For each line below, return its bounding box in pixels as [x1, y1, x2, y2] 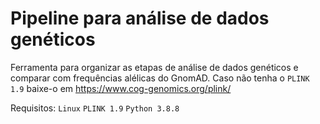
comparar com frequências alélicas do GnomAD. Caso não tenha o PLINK [10, 72, 310, 84]
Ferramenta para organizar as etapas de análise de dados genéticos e [10, 61, 299, 73]
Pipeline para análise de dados [10, 7, 270, 30]
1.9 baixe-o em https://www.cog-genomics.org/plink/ [10, 82, 232, 94]
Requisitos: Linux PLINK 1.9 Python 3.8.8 [10, 102, 180, 114]
